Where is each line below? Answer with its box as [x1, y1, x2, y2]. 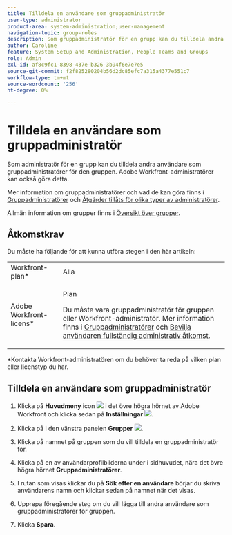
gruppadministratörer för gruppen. [17, 507, 115, 515]
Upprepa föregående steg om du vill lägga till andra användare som [17, 499, 209, 507]
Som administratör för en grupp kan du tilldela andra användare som [7, 160, 202, 169]
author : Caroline [7, 42, 57, 49]
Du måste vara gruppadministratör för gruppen [62, 305, 215, 314]
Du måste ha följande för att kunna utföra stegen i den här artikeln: [7, 247, 196, 255]
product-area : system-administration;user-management [7, 23, 166, 30]
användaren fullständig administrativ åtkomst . [62, 330, 211, 340]
